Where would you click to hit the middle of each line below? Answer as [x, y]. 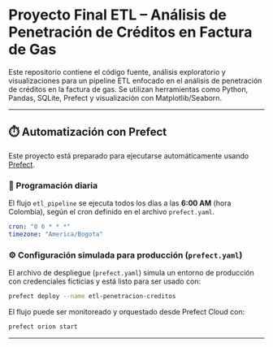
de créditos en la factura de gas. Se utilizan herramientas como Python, [128, 89]
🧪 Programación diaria [53, 185]
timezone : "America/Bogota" [56, 234]
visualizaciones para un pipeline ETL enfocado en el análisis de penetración [135, 80]
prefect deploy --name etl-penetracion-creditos [92, 297]
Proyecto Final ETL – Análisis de [118, 15]
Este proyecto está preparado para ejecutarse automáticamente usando [129, 155]
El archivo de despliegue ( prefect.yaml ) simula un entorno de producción [131, 273]
